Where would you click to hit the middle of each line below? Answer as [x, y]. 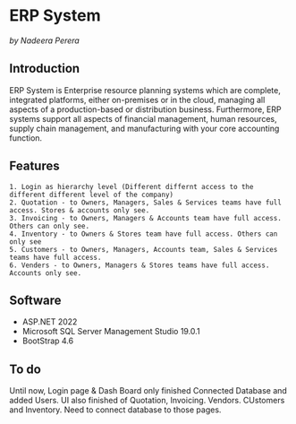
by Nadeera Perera [45, 40]
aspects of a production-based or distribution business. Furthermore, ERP [145, 109]
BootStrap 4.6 [48, 341]
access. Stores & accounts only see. [80, 210]
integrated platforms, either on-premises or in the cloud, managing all [137, 100]
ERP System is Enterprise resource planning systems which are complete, [145, 90]
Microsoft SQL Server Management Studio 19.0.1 [111, 332]
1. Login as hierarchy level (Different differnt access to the [131, 186]
